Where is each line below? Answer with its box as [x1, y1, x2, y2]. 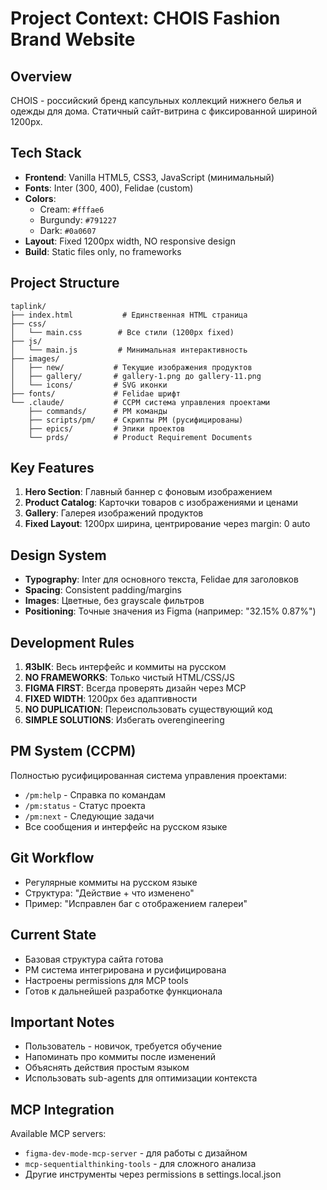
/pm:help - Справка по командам [24, 788, 167, 801]
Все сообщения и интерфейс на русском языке [24, 820, 228, 832]
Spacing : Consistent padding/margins [24, 584, 182, 596]
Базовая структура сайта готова [24, 953, 164, 965]
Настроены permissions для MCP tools [24, 974, 189, 986]
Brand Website [10, 28, 136, 51]
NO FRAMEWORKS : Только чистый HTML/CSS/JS [24, 672, 235, 684]
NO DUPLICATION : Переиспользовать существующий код [24, 703, 273, 716]
